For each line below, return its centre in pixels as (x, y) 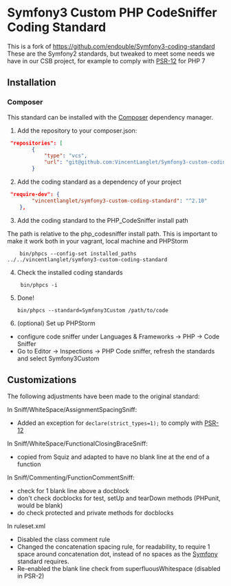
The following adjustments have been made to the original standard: (103, 396)
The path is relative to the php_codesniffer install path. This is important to (112, 234)
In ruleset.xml (26, 526)
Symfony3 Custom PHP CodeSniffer (112, 13)
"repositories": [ (36, 143)
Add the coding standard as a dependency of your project (99, 182)
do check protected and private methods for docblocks (95, 513)
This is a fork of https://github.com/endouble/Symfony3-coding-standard (111, 46)
